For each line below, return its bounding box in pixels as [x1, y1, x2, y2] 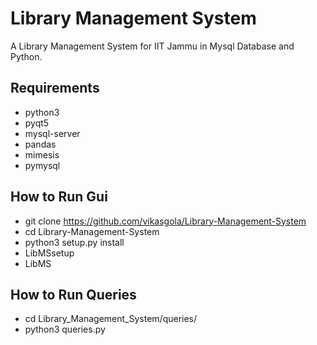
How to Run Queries [10, 286, 137, 303]
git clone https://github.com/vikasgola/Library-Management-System [24, 215, 307, 227]
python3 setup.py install [24, 236, 125, 248]
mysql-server [24, 127, 81, 139]
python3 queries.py [24, 323, 106, 336]
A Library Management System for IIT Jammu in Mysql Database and [10, 40, 295, 52]
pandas [24, 138, 57, 150]
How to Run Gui [10, 188, 108, 206]
